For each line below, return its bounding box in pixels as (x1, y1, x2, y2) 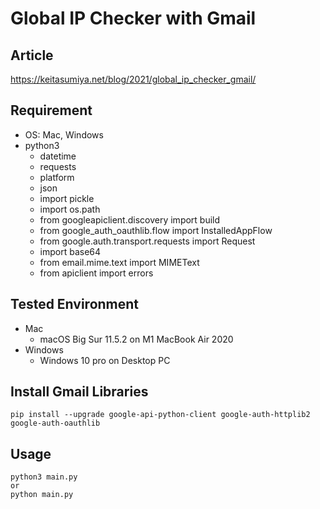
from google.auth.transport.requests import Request (39, 235, 256, 247)
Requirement (10, 102, 93, 119)
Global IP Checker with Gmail (10, 7, 257, 30)
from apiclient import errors (39, 267, 154, 279)
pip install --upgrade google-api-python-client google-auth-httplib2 (10, 410, 311, 420)
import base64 (39, 245, 102, 257)
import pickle (39, 192, 95, 204)
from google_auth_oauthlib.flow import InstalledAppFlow (39, 224, 273, 236)
